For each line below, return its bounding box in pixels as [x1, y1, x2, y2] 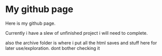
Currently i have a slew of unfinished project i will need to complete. [5, 30, 148, 36]
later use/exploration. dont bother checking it [5, 45, 100, 51]
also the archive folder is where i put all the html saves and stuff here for [5, 39, 157, 46]
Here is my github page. [5, 20, 56, 26]
